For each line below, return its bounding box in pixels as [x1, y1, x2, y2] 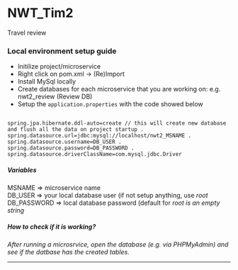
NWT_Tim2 [7, 5, 74, 21]
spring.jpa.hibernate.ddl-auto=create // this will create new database [7, 120, 227, 127]
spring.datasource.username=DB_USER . [7, 138, 122, 146]
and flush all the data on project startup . [7, 126, 144, 133]
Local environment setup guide [7, 46, 117, 56]
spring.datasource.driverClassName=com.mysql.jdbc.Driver [7, 151, 182, 158]
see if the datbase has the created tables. [7, 248, 130, 257]
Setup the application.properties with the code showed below [17, 100, 203, 108]
